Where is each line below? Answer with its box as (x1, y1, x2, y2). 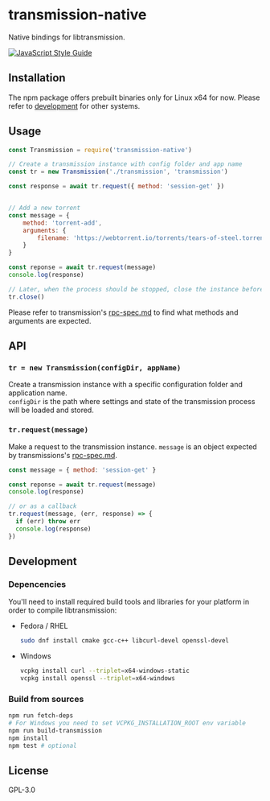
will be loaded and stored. (8, 405, 94, 415)
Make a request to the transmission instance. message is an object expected (8, 441, 257, 452)
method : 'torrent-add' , (22, 219, 103, 227)
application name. (8, 388, 67, 398)
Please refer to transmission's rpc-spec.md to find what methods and (8, 308, 239, 317)
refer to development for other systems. (8, 101, 141, 110)
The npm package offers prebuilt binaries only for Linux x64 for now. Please (8, 93, 260, 102)
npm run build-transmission (8, 727, 103, 735)
